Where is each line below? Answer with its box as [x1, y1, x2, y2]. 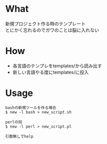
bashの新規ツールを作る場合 [5, 105, 57, 110]
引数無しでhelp [5, 134, 34, 139]
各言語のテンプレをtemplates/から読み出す [12, 62, 102, 69]
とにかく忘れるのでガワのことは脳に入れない [5, 27, 99, 33]
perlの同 [5, 119, 22, 125]
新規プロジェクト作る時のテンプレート [5, 20, 86, 27]
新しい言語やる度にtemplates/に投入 [12, 69, 89, 75]
